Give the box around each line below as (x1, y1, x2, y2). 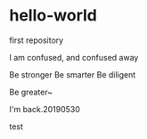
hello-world (9, 5, 98, 26)
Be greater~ (9, 86, 53, 97)
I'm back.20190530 (9, 103, 80, 114)
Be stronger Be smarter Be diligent (9, 69, 136, 80)
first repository (9, 35, 64, 45)
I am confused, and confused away (9, 52, 139, 62)
